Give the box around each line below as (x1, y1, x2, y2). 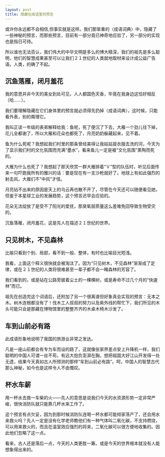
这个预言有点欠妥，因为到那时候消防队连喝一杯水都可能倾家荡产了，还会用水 (5, 411, 160, 417)
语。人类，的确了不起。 (5, 61, 53, 67)
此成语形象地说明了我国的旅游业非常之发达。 (5, 336, 96, 342)
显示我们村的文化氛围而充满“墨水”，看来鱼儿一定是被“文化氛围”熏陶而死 (9, 147, 155, 153)
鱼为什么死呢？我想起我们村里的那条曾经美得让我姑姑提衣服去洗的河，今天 (5, 141, 156, 147)
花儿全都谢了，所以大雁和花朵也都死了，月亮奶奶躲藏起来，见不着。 (5, 130, 143, 136)
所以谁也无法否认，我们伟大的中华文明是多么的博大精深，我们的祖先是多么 (5, 49, 156, 55)
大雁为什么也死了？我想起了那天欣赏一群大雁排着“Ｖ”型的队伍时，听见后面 (5, 164, 156, 170)
